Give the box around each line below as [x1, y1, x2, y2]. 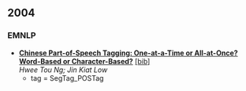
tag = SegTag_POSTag [30, 73, 104, 82]
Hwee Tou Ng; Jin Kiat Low [18, 65, 108, 74]
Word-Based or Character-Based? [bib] [18, 56, 151, 66]
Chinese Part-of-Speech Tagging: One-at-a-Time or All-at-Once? [18, 47, 238, 58]
